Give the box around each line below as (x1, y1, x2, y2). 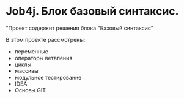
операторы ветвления (14, 54, 73, 61)
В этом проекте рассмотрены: (6, 36, 86, 43)
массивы (14, 67, 39, 74)
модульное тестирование (14, 73, 82, 81)
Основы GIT (14, 86, 46, 94)
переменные (14, 47, 48, 55)
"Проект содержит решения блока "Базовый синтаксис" (6, 24, 154, 32)
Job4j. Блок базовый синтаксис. (6, 4, 179, 18)
